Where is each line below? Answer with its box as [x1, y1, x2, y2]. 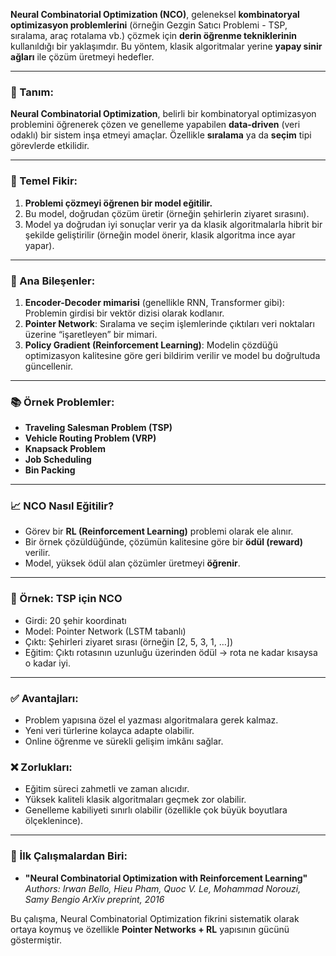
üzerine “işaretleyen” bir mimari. [24, 328, 158, 340]
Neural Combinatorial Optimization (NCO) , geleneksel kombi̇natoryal [10, 9, 300, 20]
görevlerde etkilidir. [10, 140, 90, 152]
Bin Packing [24, 464, 76, 476]
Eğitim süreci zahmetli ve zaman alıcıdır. [24, 783, 190, 795]
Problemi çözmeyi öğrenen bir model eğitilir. [24, 197, 213, 209]
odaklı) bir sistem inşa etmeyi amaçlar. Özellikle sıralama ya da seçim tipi [10, 129, 312, 141]
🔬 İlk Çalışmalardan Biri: [10, 849, 128, 863]
